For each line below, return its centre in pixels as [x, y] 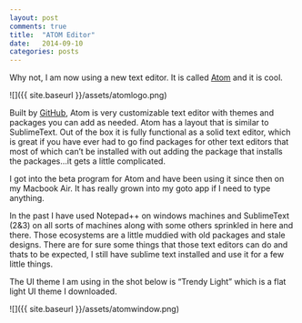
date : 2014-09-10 [46, 43]
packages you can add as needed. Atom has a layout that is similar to [139, 123]
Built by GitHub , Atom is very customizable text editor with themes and [142, 113]
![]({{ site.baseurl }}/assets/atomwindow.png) [95, 309]
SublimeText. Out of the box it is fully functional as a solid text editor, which [150, 132]
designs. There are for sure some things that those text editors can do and [149, 245]
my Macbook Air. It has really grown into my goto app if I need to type [140, 188]
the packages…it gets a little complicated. [88, 161]
